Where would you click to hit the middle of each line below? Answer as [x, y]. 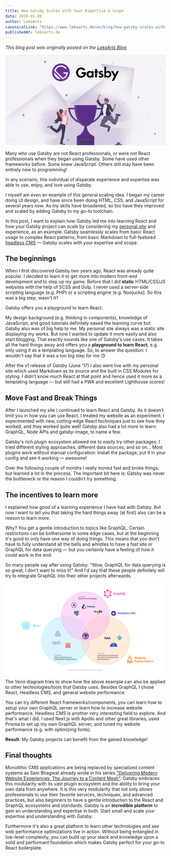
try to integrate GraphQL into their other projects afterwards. [69, 576]
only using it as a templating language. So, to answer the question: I [76, 350]
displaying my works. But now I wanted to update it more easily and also [81, 334]
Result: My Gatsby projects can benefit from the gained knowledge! [77, 739]
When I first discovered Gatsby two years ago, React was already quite [80, 271]
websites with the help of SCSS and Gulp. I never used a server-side [77, 287]
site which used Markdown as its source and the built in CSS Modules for [82, 371]
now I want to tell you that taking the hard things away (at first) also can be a [85, 512]
